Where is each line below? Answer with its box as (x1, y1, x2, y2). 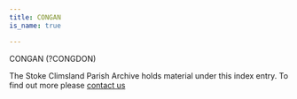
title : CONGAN (9, 12, 62, 22)
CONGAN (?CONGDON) (9, 53, 97, 64)
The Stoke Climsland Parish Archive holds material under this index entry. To (9, 70, 289, 80)
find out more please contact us (9, 80, 126, 90)
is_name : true (9, 21, 62, 30)
